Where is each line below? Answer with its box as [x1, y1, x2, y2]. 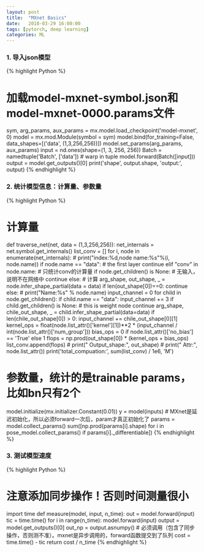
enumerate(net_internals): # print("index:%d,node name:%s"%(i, [6, 254, 170, 261]
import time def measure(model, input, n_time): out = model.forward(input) [6, 510, 195, 517]
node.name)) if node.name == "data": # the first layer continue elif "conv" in [6, 260, 198, 267]
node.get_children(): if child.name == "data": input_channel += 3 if [6, 295, 174, 302]
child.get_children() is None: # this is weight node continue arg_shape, [6, 302, 184, 309]
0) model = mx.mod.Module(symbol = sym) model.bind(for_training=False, [6, 133, 195, 141]
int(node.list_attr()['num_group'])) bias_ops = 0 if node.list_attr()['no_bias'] [6, 328, 194, 335]
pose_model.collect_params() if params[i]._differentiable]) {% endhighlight [6, 429, 195, 436]
